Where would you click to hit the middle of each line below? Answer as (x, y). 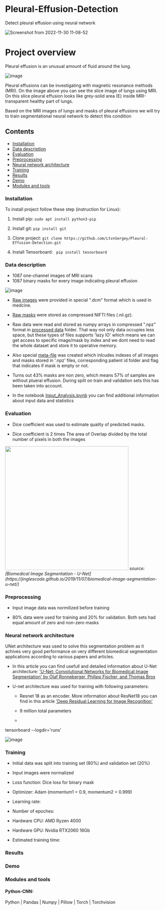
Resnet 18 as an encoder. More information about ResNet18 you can (88, 696)
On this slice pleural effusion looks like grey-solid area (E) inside (70, 96)
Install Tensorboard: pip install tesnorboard (60, 252)
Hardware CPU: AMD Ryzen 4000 (47, 821)
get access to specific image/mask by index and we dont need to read (83, 340)
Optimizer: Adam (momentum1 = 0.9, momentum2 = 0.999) (72, 792)
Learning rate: (26, 802)
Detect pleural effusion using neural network (50, 23)
